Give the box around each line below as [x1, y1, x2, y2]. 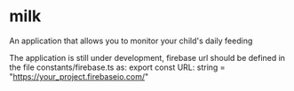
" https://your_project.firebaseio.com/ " [9, 71, 149, 81]
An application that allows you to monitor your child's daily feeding [9, 35, 253, 46]
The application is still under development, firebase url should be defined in [9, 52, 286, 63]
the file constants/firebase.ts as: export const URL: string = [9, 62, 226, 72]
